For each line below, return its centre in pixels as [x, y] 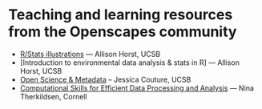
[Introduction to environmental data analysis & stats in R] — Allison [130, 63]
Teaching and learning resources [121, 15]
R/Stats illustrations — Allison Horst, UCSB [90, 54]
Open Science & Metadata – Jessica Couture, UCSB [105, 79]
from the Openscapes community [123, 32]
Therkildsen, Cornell [53, 96]
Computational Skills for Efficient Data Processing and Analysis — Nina [137, 88]
